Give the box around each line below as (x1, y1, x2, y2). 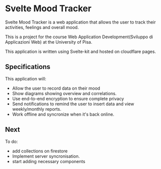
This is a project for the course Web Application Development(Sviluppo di (5, 34, 153, 40)
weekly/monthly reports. (12, 106, 62, 112)
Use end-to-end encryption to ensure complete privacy (12, 96, 124, 101)
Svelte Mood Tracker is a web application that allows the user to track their (5, 19, 156, 25)
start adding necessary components (12, 158, 86, 164)
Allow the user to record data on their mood (12, 85, 100, 91)
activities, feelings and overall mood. (5, 24, 79, 30)
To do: (5, 138, 18, 145)
